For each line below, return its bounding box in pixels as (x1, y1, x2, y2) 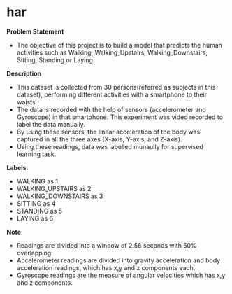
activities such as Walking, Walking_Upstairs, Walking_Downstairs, (16, 48, 208, 57)
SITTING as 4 (16, 199, 56, 207)
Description (6, 69, 42, 78)
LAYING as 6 (16, 214, 54, 223)
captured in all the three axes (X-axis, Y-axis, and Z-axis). (16, 134, 182, 143)
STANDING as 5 (16, 206, 63, 215)
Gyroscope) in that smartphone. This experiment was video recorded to (16, 113, 223, 121)
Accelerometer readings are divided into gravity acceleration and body (16, 256, 221, 265)
